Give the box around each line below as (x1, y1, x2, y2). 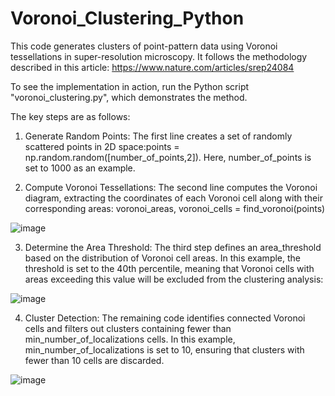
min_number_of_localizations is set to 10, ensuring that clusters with (24, 343, 305, 356)
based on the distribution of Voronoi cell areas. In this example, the (24, 252, 302, 264)
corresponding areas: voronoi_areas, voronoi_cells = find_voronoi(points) (24, 202, 326, 214)
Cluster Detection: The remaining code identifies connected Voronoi (24, 312, 306, 324)
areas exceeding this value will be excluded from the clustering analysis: (24, 273, 324, 285)
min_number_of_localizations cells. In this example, (24, 333, 236, 345)
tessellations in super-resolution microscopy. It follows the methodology (10, 50, 308, 62)
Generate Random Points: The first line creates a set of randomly (24, 130, 293, 142)
